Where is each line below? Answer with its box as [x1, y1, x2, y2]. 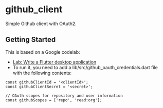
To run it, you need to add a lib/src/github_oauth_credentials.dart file [12, 64, 158, 70]
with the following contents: [12, 70, 72, 76]
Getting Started [5, 35, 56, 44]
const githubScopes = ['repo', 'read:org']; [5, 97, 102, 103]
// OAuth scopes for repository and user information [5, 93, 123, 98]
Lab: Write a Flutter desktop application [12, 59, 97, 65]
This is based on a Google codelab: [5, 49, 81, 55]
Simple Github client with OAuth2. [5, 20, 77, 27]
